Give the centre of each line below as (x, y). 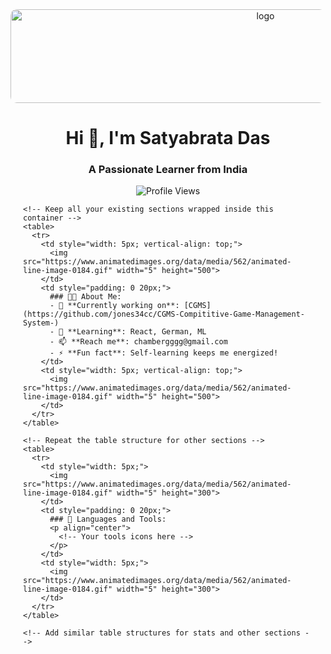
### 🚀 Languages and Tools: (108, 519)
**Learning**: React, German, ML (137, 332)
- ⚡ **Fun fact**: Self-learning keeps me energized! (164, 353)
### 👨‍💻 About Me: (85, 297)
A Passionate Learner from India (168, 170)
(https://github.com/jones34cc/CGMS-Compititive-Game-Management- (164, 314)
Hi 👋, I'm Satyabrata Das (168, 138)
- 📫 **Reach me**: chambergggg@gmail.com (138, 342)
